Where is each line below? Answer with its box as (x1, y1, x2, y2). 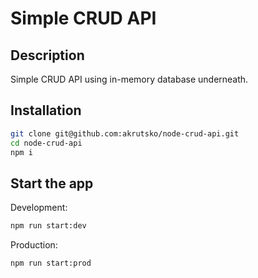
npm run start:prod (10, 258, 92, 269)
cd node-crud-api (10, 138, 83, 148)
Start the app (10, 175, 94, 192)
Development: (10, 202, 68, 214)
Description (10, 47, 85, 64)
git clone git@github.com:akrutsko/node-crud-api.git (10, 128, 240, 139)
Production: (10, 239, 58, 251)
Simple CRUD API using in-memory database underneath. (10, 73, 249, 85)
